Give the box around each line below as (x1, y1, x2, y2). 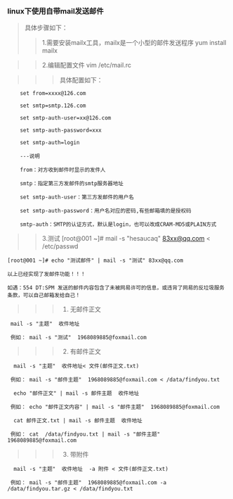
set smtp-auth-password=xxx (20, 127, 102, 134)
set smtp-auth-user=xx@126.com (20, 115, 112, 122)
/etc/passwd (41, 242, 79, 251)
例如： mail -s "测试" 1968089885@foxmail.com (10, 334, 147, 341)
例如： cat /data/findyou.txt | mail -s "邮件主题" (10, 431, 161, 438)
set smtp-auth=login (20, 139, 80, 146)
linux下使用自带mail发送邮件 (7, 6, 104, 15)
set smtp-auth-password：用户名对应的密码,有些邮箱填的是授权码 (20, 208, 192, 215)
